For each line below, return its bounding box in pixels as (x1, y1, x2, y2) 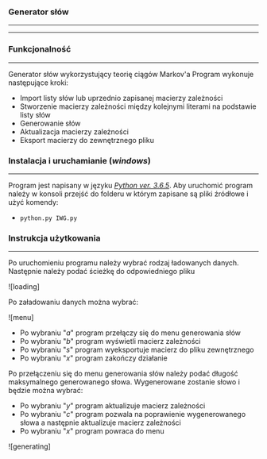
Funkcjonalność (8, 44, 72, 55)
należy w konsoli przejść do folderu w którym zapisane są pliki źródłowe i (8, 189, 249, 199)
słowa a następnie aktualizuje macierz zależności (19, 418, 181, 427)
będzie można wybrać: (8, 386, 83, 395)
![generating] (8, 442, 52, 451)
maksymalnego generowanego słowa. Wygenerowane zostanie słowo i (8, 377, 241, 387)
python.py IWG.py (19, 214, 78, 222)
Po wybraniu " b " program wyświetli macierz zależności (19, 337, 201, 346)
